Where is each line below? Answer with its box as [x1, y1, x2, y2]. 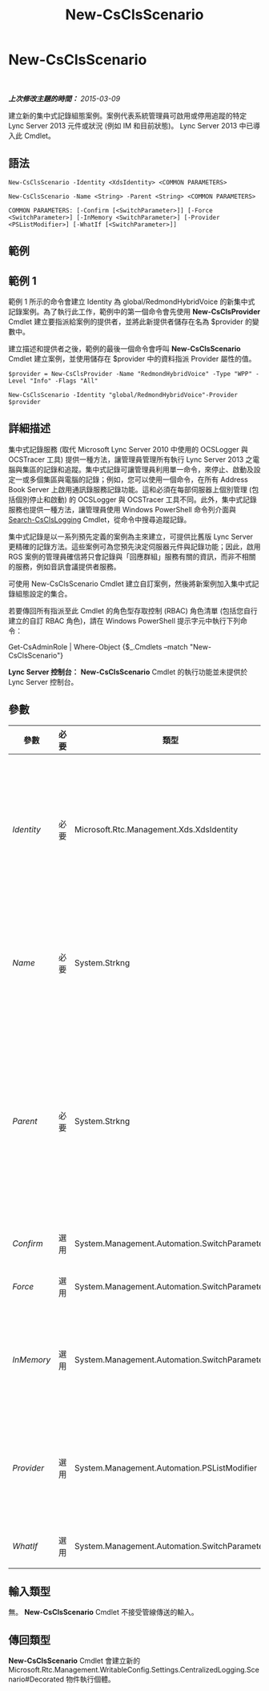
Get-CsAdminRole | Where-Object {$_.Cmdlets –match [8, 641, 188, 651]
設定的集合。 [29, 589, 72, 598]
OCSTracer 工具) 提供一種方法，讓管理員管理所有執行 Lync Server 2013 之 [8, 455, 253, 464]
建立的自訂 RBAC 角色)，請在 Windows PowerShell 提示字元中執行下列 [8, 616, 241, 625]
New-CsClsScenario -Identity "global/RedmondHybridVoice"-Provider [8, 390, 239, 398]
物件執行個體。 [66, 1674, 116, 1685]
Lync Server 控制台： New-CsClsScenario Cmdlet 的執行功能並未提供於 [8, 667, 248, 677]
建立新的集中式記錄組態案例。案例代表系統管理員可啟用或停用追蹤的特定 [8, 111, 247, 120]
